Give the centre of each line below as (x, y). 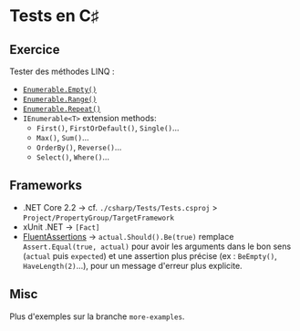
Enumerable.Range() (60, 99)
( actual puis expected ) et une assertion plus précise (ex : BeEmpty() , (150, 255)
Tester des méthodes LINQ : (62, 71)
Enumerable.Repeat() (62, 109)
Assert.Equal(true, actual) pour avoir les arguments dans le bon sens (157, 246)
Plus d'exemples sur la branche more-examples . (97, 316)
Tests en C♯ (54, 16)
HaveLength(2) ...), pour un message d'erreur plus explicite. (133, 265)
